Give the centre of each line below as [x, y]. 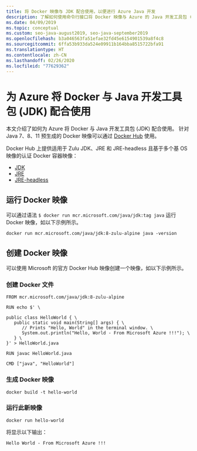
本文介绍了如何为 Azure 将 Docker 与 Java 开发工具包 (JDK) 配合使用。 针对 [98, 129]
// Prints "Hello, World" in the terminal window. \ [87, 328]
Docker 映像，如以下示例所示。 [44, 223]
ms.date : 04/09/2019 [31, 22]
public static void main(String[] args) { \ [69, 323]
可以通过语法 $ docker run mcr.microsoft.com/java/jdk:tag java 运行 [91, 215]
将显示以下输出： [27, 432]
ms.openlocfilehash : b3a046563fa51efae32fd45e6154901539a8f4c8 [85, 39]
